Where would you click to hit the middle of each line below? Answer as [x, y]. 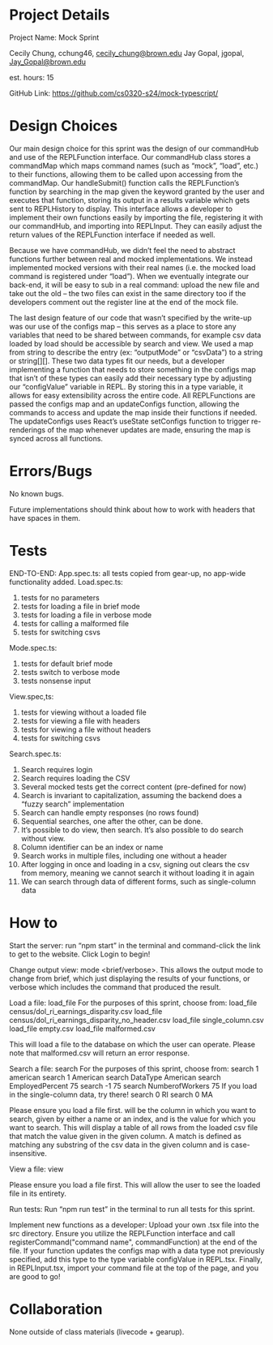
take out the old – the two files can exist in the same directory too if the [128, 293]
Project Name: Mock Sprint [54, 37]
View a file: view [36, 1169]
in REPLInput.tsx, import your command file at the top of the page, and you [134, 1268]
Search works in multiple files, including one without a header [124, 855]
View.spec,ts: [32, 696]
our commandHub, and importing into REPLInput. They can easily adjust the [136, 226]
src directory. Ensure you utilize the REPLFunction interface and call [122, 1233]
